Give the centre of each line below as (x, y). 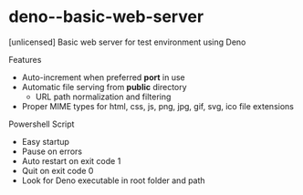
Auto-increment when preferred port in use (103, 77)
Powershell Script (42, 124)
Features (25, 59)
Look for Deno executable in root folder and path (114, 180)
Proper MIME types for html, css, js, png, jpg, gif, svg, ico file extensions (157, 106)
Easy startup (46, 141)
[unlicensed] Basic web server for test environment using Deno (127, 42)
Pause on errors (52, 151)
